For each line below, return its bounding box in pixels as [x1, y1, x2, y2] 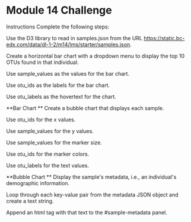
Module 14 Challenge [6, 4, 112, 17]
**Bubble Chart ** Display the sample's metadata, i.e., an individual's [6, 173, 177, 181]
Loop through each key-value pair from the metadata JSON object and [6, 191, 179, 198]
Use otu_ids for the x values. [6, 116, 76, 123]
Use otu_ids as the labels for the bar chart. [6, 81, 110, 89]
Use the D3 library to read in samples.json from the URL [6, 34, 142, 41]
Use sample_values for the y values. [6, 127, 94, 134]
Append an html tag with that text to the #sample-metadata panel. [6, 208, 167, 216]
